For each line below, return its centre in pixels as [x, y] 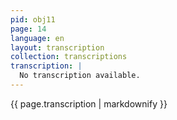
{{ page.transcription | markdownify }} [89, 103]
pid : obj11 [33, 19]
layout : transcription [57, 47]
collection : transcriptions [69, 57]
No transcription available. [80, 76]
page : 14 [28, 29]
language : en [37, 38]
